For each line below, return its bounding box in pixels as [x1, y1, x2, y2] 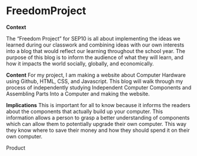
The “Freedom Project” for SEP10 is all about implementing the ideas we [6, 35, 181, 42]
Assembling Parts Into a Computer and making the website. [6, 90, 150, 97]
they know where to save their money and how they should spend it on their [6, 127, 190, 134]
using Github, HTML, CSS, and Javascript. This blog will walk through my [6, 78, 183, 85]
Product [6, 144, 25, 151]
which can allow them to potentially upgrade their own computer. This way [6, 120, 187, 127]
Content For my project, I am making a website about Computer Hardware [6, 71, 186, 78]
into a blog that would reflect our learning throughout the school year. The [6, 47, 185, 54]
